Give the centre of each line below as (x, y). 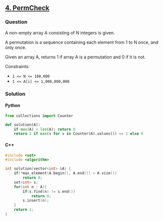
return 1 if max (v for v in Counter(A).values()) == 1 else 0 (79, 134)
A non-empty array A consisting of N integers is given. (60, 33)
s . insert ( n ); (36, 200)
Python (13, 105)
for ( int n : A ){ (31, 187)
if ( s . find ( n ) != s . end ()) (49, 191)
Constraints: (17, 66)
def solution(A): (23, 124)
